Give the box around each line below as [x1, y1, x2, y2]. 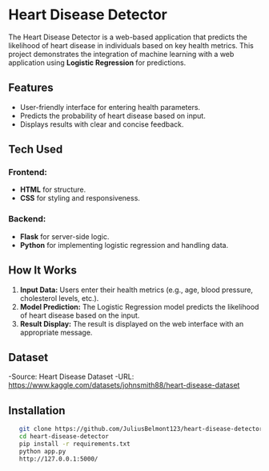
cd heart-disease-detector [18, 432, 110, 441]
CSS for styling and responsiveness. [19, 193, 140, 203]
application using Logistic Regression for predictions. [8, 58, 187, 67]
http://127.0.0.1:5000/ [18, 455, 98, 463]
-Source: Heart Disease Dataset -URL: [8, 372, 134, 382]
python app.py [18, 447, 66, 455]
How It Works [8, 263, 78, 278]
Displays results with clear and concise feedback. [19, 119, 184, 129]
